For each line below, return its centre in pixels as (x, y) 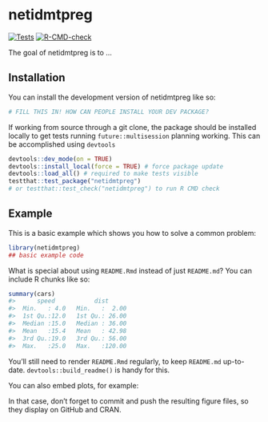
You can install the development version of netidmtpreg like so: (112, 97)
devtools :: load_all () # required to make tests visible (103, 174)
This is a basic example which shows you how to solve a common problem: (132, 233)
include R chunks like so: (49, 279)
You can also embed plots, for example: (74, 385)
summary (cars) (32, 294)
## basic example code (46, 255)
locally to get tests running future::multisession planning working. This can (134, 136)
